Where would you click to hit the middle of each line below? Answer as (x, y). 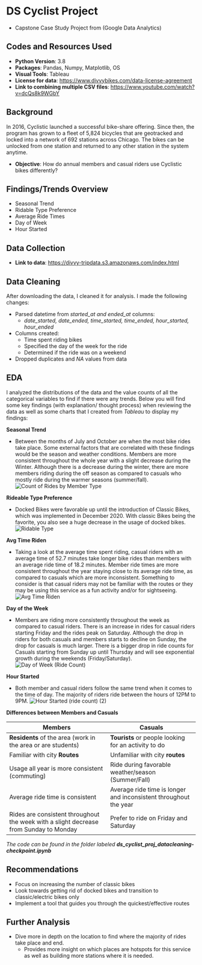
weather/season (133, 772)
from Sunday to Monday (43, 829)
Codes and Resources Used (59, 47)
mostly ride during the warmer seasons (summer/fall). (81, 479)
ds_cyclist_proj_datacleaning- (155, 844)
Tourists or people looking (148, 737)
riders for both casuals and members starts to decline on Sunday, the (101, 639)
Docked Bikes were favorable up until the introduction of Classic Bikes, (103, 509)
